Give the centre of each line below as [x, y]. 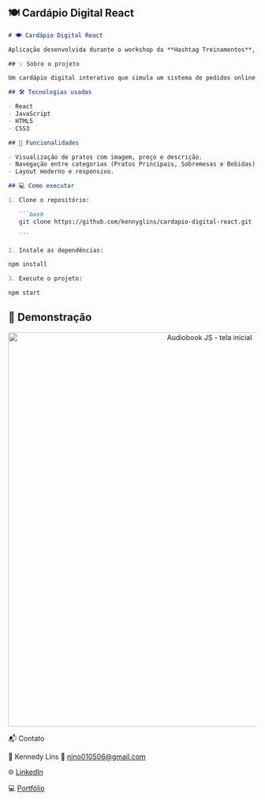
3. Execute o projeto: [45, 279]
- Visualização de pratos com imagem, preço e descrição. [105, 157]
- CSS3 [19, 129]
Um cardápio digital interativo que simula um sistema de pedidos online [132, 78]
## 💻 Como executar [41, 186]
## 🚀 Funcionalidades [44, 143]
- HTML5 [21, 121]
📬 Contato [26, 738]
